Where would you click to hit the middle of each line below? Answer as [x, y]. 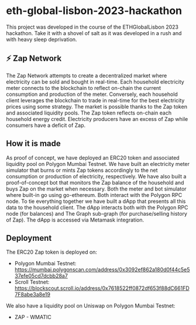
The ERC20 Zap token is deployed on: [52, 252]
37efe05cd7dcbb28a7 [41, 276]
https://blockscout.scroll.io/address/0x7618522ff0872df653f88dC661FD [102, 288]
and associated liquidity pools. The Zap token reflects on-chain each [89, 113]
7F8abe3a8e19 [32, 295]
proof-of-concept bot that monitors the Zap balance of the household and [95, 182]
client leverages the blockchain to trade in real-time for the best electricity [95, 100]
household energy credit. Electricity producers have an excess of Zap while [97, 119]
